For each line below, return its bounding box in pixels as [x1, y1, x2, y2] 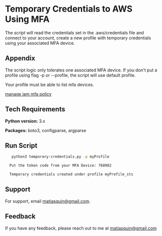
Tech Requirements [5, 105, 65, 114]
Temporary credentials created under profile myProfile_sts [9, 172, 133, 177]
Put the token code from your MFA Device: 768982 [9, 163, 112, 168]
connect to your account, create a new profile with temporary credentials [5, 35, 151, 41]
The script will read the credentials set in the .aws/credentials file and [5, 30, 144, 35]
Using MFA [5, 14, 50, 25]
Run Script [5, 141, 38, 150]
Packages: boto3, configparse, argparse [5, 127, 86, 133]
